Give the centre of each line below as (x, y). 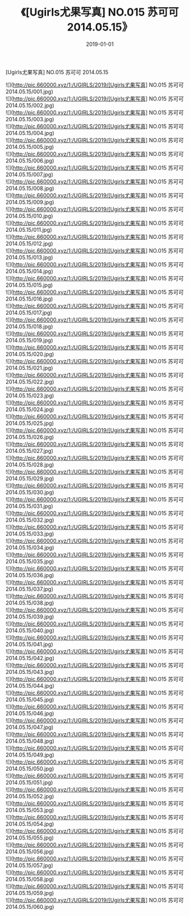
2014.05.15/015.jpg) (29, 285)
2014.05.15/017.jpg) (29, 313)
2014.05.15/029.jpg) (30, 478)
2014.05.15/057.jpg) (29, 865)
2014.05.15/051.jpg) (29, 782)
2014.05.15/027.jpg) (30, 451)
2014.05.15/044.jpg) (30, 685)
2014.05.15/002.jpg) (30, 105)
